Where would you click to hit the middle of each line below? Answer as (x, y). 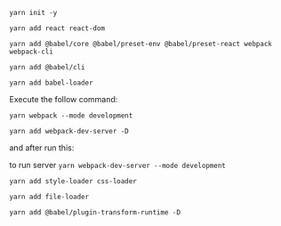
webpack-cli (31, 52)
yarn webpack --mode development (71, 116)
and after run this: (42, 148)
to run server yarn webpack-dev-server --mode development (118, 165)
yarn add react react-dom (57, 28)
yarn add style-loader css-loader (73, 182)
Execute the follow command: (64, 99)
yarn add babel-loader (51, 83)
